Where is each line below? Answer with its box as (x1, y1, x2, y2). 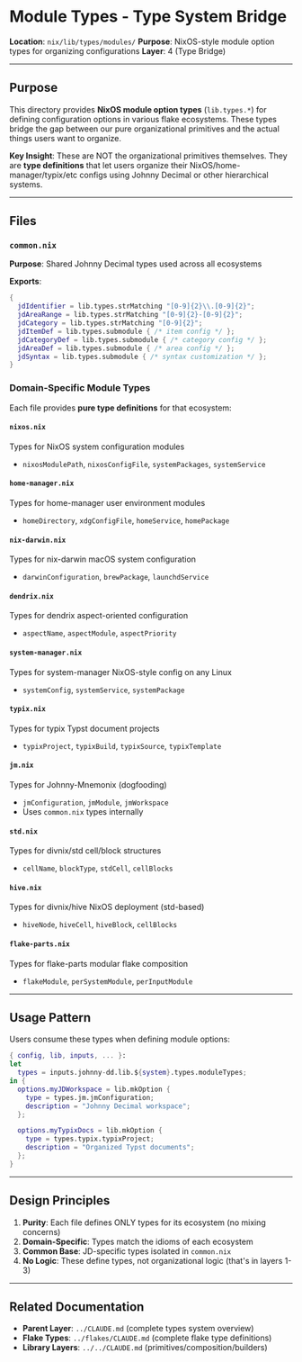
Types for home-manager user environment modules (9, 498, 206, 509)
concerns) (22, 1226, 61, 1237)
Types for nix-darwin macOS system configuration (9, 554, 196, 564)
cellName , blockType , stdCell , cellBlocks (22, 862, 173, 874)
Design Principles (9, 1193, 111, 1208)
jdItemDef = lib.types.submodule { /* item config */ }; (17, 327, 235, 336)
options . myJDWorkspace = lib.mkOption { (17, 1085, 171, 1094)
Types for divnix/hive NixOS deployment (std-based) (9, 902, 205, 913)
